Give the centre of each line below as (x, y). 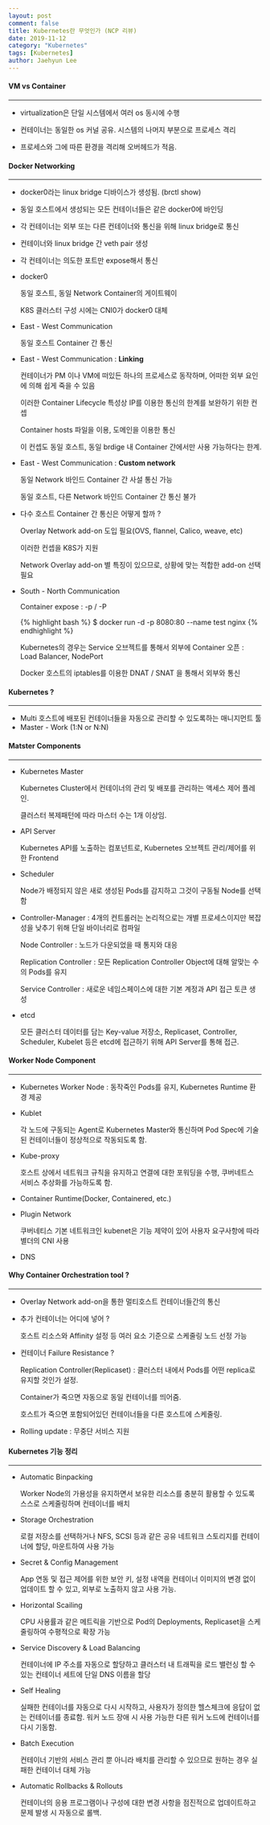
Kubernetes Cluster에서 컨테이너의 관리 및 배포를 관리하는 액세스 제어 (130, 788)
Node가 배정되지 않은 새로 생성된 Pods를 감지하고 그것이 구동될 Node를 (133, 890)
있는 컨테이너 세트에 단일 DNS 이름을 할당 (85, 1675)
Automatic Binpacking (56, 1477)
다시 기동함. (39, 1727)
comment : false (34, 23)
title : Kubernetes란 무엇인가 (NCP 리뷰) (73, 31)
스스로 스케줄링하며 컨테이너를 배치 (75, 1503)
